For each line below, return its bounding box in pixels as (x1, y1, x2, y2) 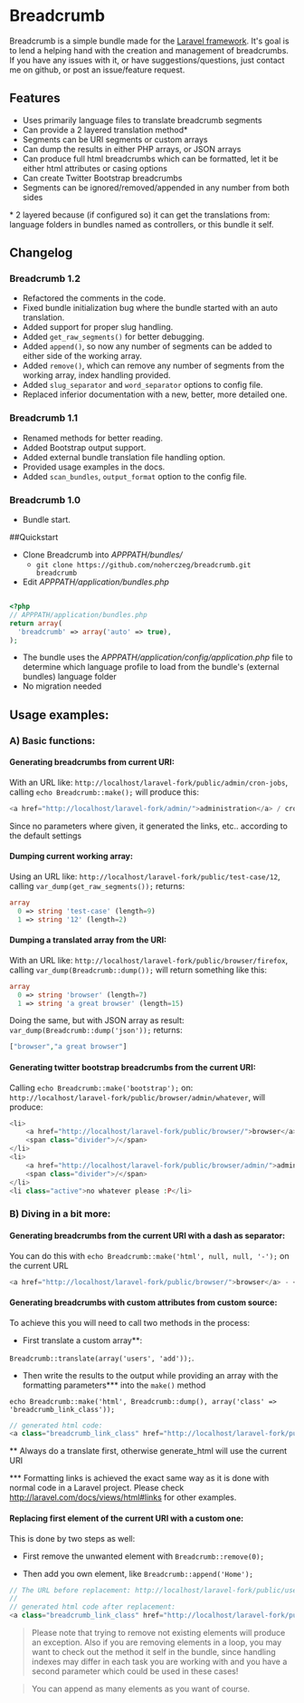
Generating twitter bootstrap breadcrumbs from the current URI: (9, 1061, 256, 1072)
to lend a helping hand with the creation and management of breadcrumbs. (9, 44, 290, 55)
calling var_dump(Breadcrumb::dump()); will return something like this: (9, 964, 268, 975)
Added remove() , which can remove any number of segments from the (22, 360, 285, 372)
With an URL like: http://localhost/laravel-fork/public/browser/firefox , (9, 954, 288, 965)
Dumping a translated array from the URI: (9, 934, 167, 945)
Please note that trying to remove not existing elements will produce (31, 1628, 286, 1639)
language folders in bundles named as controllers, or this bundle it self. (9, 218, 274, 229)
